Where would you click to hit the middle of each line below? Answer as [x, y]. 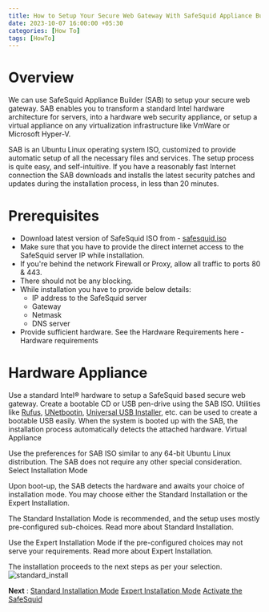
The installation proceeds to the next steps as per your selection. [115, 567]
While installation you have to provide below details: [105, 290]
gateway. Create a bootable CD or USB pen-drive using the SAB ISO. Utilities [134, 404]
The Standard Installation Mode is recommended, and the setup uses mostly [134, 519]
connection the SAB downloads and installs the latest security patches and [132, 175]
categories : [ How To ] [44, 30]
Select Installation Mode [48, 471]
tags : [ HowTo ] [32, 38]
